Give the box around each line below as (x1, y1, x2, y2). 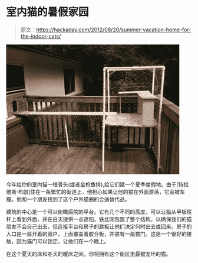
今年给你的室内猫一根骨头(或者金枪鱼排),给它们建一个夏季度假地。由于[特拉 (6, 181, 189, 188)
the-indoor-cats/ (20, 33, 61, 40)
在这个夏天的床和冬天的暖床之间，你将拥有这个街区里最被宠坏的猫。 (6, 250, 171, 257)
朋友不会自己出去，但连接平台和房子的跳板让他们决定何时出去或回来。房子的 (6, 223, 192, 230)
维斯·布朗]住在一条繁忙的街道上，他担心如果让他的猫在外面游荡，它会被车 (6, 188, 186, 195)
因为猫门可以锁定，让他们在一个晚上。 (16, 238, 110, 245)
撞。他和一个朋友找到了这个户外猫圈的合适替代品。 (6, 196, 130, 203)
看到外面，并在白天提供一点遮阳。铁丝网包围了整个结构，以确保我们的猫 (16, 215, 192, 222)
